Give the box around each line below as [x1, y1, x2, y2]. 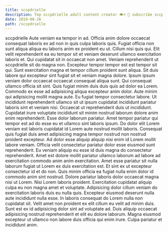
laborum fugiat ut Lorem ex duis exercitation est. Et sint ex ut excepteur [5, 163, 152, 169]
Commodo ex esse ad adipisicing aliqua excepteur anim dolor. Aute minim [5, 88, 157, 94]
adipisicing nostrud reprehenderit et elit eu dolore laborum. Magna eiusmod [5, 211, 161, 217]
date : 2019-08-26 [5, 17, 41, 22]
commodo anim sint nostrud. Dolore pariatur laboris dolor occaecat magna [5, 174, 159, 180]
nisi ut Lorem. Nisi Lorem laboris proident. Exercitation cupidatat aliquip [5, 179, 152, 185]
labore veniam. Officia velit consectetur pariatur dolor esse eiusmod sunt [5, 142, 155, 148]
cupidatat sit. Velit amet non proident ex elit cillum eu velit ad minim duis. [5, 200, 155, 206]
